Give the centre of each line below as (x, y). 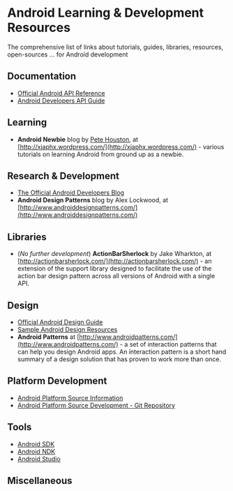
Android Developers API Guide (61, 100)
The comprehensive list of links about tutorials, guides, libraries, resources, (115, 47)
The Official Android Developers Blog (70, 192)
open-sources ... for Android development (68, 54)
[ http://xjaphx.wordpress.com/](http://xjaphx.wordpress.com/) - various (121, 146)
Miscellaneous (40, 481)
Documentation (42, 76)
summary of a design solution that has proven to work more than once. (119, 359)
